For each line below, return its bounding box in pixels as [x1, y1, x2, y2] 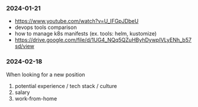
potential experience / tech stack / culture [14, 82, 117, 89]
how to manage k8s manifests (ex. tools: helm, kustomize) [14, 30, 157, 37]
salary [14, 89, 30, 96]
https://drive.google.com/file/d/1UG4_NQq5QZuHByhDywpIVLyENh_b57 [14, 37, 191, 44]
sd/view [14, 43, 34, 50]
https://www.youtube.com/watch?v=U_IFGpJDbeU [14, 18, 139, 25]
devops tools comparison [14, 24, 77, 31]
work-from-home [14, 95, 58, 102]
